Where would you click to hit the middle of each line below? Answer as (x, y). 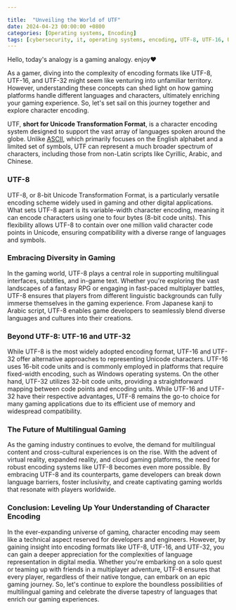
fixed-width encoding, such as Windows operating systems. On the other (113, 374)
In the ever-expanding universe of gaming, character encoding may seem (114, 532)
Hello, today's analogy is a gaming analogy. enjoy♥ (82, 60)
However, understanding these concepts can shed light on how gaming (111, 88)
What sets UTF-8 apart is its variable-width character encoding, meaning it (116, 210)
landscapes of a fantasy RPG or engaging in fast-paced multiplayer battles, (116, 288)
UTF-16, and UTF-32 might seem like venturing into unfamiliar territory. (110, 81)
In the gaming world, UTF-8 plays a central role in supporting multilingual (113, 273)
